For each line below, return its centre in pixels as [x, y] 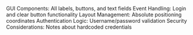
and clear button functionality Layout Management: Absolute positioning [94, 15]
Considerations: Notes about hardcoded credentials [69, 27]
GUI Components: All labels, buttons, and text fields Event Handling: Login [96, 8]
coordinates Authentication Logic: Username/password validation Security [97, 21]
